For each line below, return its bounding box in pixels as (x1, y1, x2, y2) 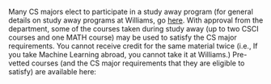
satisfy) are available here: (8, 67, 97, 76)
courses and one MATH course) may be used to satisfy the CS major (8, 32, 237, 42)
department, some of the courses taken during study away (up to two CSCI (8, 24, 259, 33)
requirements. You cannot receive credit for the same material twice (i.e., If (8, 41, 258, 51)
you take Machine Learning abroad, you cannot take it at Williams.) (8, 50, 231, 59)
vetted (8, 58, 30, 68)
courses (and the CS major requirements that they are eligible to (31, 58, 245, 68)
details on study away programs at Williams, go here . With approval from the (8, 15, 264, 25)
